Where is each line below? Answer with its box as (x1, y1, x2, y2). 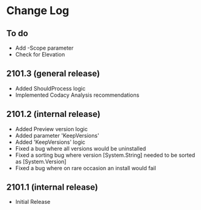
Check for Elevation (15, 51, 66, 58)
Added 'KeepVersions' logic (15, 138, 86, 146)
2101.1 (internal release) (6, 182, 99, 193)
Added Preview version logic (15, 125, 88, 132)
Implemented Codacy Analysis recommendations (15, 91, 140, 99)
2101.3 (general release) (6, 69, 100, 79)
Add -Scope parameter (15, 44, 74, 51)
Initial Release (15, 198, 51, 206)
